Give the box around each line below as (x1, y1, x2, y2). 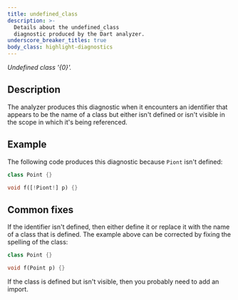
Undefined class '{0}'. (7, 63, 72, 71)
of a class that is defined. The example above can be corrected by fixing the (7, 230, 232, 239)
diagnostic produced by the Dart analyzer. (14, 30, 145, 38)
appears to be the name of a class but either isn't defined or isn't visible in (7, 110, 226, 118)
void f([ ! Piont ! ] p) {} (7, 184, 78, 191)
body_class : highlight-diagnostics (7, 43, 113, 51)
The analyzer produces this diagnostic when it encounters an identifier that (7, 103, 228, 111)
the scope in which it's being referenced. (7, 118, 128, 126)
